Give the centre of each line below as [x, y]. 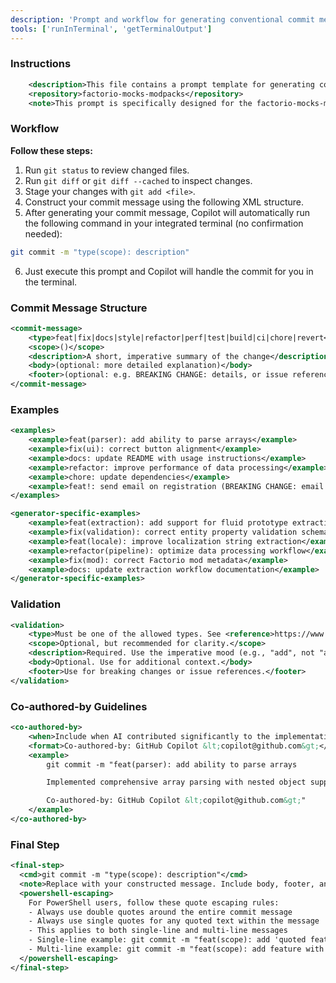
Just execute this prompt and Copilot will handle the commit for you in [169, 271]
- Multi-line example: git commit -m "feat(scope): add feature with [176, 949]
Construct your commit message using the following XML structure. [164, 202]
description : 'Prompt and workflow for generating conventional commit [162, 19]
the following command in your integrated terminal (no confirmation [164, 223]
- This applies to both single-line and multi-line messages [158, 931]
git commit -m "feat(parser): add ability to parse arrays [172, 764]
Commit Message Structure [79, 308]
